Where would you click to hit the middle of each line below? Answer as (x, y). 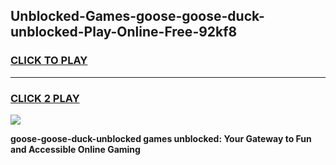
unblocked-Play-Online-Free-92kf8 (124, 32)
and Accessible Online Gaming (75, 149)
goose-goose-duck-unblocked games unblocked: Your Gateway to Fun (161, 138)
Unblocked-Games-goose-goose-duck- (137, 16)
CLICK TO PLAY (49, 61)
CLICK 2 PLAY (45, 98)
